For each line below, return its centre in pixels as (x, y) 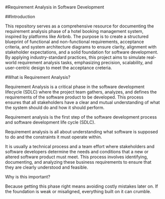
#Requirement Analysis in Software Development (55, 7)
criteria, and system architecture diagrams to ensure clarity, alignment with (81, 47)
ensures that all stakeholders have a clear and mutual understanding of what (82, 102)
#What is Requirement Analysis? (38, 77)
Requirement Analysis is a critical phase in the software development (75, 87)
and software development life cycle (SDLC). (50, 122)
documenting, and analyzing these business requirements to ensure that (78, 162)
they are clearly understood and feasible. (47, 167)
